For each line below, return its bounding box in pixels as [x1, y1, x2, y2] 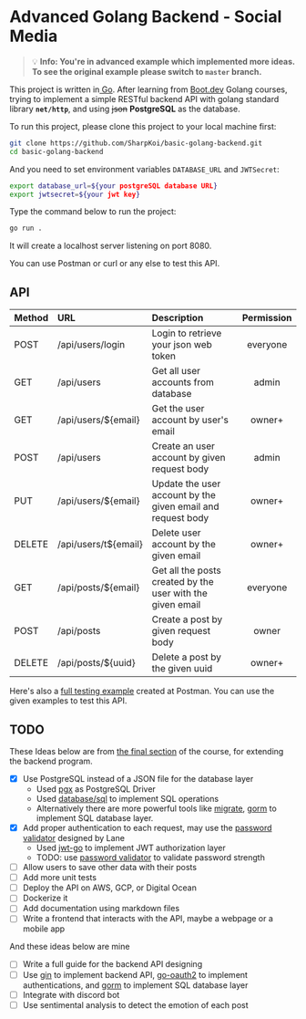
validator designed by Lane [22, 833, 126, 844]
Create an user [151, 440, 216, 452]
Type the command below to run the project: [9, 206, 177, 217]
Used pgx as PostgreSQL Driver [36, 784, 157, 795]
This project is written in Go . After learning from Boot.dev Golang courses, [9, 84, 289, 95]
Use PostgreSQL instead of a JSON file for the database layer [22, 773, 254, 784]
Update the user [151, 477, 221, 490]
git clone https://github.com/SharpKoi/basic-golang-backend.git [9, 139, 262, 148]
